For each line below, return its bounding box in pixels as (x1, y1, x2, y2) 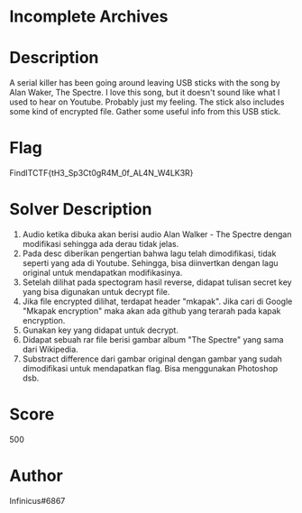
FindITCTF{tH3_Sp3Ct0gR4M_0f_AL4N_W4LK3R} (9, 168, 194, 179)
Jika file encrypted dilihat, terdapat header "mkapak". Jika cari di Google (22, 296, 293, 307)
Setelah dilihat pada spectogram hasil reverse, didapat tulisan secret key (22, 277, 292, 288)
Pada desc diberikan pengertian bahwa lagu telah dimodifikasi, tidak (22, 248, 277, 259)
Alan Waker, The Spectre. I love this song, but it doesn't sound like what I (9, 87, 280, 98)
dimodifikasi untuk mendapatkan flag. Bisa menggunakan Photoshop (22, 363, 279, 373)
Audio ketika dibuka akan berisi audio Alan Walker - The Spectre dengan (22, 229, 292, 240)
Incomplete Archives (9, 6, 169, 27)
